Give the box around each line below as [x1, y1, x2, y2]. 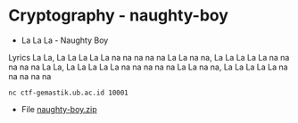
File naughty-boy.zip [21, 103, 97, 114]
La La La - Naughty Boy [21, 35, 109, 45]
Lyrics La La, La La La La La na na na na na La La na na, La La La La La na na [8, 52, 290, 62]
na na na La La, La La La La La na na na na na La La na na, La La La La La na [8, 61, 288, 72]
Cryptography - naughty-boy [8, 5, 229, 26]
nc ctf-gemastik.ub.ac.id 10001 [8, 88, 128, 97]
